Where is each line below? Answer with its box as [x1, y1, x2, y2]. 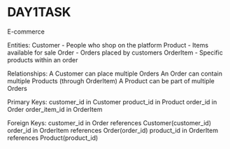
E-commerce [7, 27, 45, 36]
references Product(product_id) [7, 134, 99, 142]
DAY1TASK [7, 4, 71, 20]
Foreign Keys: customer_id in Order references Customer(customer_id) [7, 118, 212, 127]
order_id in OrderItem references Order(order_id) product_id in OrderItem [7, 126, 219, 134]
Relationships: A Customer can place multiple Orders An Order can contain [7, 69, 222, 78]
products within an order [7, 55, 78, 64]
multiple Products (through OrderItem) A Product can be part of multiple [7, 76, 215, 85]
